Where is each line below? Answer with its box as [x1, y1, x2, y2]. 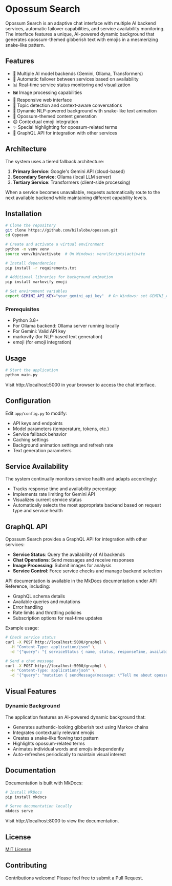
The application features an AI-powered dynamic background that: [5, 714, 146, 720]
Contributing [5, 861, 47, 870]
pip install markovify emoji [5, 279, 68, 285]
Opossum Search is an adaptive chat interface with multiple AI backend [5, 20, 156, 26]
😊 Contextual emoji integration [12, 119, 78, 125]
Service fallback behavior [12, 431, 67, 437]
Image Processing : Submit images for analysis [12, 563, 112, 569]
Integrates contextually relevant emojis [12, 729, 95, 736]
